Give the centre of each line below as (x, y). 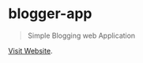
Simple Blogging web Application (81, 35)
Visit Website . (30, 50)
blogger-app (50, 14)
